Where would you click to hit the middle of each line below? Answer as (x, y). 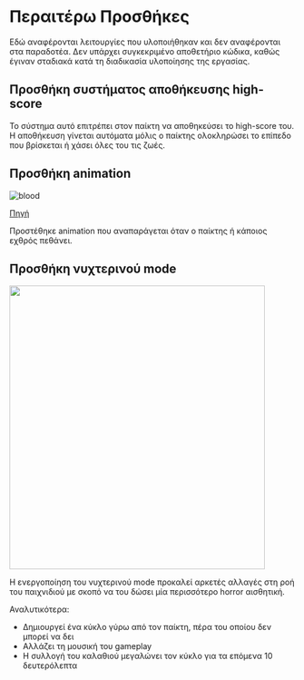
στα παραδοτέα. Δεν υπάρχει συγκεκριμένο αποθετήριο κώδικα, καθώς (145, 51)
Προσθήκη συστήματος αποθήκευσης (120, 89)
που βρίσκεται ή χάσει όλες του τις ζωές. (88, 145)
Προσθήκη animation (70, 174)
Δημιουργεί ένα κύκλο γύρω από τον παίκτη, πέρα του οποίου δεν (147, 627)
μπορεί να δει (48, 636)
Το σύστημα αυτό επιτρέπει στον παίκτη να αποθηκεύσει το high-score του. (152, 125)
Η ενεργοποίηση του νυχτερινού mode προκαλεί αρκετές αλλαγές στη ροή (152, 582)
